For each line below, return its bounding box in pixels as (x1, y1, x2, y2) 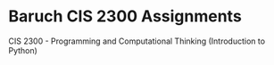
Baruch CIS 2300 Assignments (8, 6, 242, 27)
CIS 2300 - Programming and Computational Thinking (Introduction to (8, 36, 265, 46)
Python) (8, 45, 37, 55)
